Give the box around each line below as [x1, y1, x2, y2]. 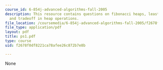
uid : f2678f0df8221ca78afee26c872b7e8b [5, 43, 86, 48]
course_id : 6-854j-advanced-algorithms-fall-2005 [5, 7, 108, 12]
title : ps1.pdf [5, 34, 36, 39]
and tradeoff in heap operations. [9, 16, 79, 21]
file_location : [5, 20, 36, 26]
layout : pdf [5, 29, 29, 34]
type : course [5, 39, 32, 43]
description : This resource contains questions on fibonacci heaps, [5, 12, 147, 16]
